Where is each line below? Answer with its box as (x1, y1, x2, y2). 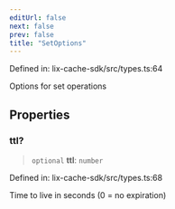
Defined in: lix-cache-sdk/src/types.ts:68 (9, 172, 163, 183)
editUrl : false (9, 13, 67, 23)
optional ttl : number (31, 155, 104, 166)
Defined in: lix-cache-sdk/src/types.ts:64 (9, 63, 163, 74)
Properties (9, 107, 70, 122)
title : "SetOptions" (9, 38, 87, 48)
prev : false (9, 30, 54, 39)
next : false (9, 22, 54, 31)
